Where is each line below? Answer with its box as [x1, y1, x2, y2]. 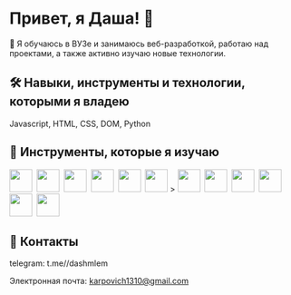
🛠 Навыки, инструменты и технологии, [9, 75, 246, 91]
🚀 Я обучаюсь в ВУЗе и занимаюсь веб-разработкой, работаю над [9, 38, 269, 49]
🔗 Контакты [9, 233, 79, 249]
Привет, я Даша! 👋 [9, 8, 154, 29]
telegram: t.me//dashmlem [9, 258, 109, 269]
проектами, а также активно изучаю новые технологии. [9, 47, 227, 58]
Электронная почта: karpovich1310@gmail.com [9, 276, 189, 287]
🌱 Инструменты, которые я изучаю [9, 144, 220, 160]
